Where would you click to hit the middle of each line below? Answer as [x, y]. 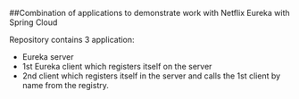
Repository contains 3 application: [72, 40]
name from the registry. [65, 85]
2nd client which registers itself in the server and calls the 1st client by [151, 76]
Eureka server [48, 57]
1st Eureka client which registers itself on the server [117, 66]
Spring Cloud [33, 22]
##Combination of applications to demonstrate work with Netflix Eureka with [149, 13]
